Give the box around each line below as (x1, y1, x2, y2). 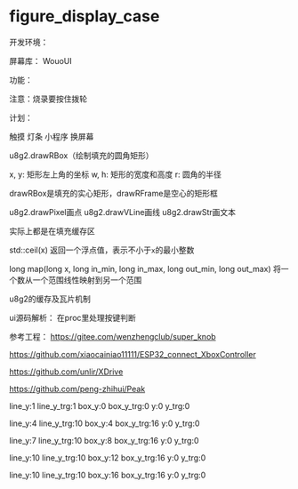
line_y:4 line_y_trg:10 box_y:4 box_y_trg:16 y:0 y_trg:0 (9, 418, 200, 429)
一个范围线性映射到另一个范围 (32, 274, 142, 285)
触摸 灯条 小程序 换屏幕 (9, 131, 94, 141)
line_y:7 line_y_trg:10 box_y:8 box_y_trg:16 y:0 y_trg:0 (9, 435, 199, 445)
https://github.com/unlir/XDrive (9, 366, 124, 377)
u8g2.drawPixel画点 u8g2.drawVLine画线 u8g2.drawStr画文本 (9, 206, 237, 217)
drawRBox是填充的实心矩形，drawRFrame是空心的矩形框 (9, 188, 218, 198)
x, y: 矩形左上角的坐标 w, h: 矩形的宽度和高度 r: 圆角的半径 (9, 169, 222, 180)
